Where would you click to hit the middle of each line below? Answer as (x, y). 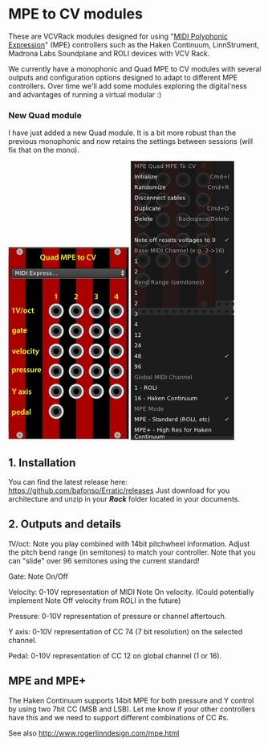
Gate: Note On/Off (38, 576)
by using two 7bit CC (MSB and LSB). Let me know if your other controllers (132, 709)
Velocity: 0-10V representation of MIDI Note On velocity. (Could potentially (131, 592)
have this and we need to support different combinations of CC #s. (118, 717)
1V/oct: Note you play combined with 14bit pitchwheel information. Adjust (129, 543)
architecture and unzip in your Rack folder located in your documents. (124, 499)
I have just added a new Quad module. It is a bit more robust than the (122, 133)
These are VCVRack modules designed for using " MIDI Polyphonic (118, 36)
